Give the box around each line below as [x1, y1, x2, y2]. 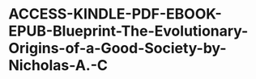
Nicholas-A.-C [8, 56, 108, 75]
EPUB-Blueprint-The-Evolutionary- [8, 22, 249, 40]
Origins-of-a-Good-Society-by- [8, 39, 227, 57]
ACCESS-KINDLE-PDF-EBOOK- [8, 5, 223, 23]
